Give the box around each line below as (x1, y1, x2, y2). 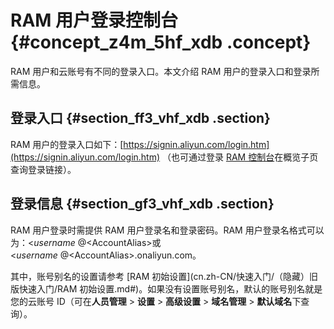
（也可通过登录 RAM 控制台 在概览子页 (162, 151, 319, 163)
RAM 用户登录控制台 (10, 9, 179, 32)
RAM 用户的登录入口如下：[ (10, 138, 124, 150)
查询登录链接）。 (10, 163, 77, 175)
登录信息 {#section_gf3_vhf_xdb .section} (10, 196, 275, 213)
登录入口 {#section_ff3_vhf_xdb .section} (10, 110, 271, 127)
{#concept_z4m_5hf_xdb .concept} (10, 31, 312, 54)
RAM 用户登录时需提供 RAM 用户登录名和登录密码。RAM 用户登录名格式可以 (10, 224, 325, 236)
